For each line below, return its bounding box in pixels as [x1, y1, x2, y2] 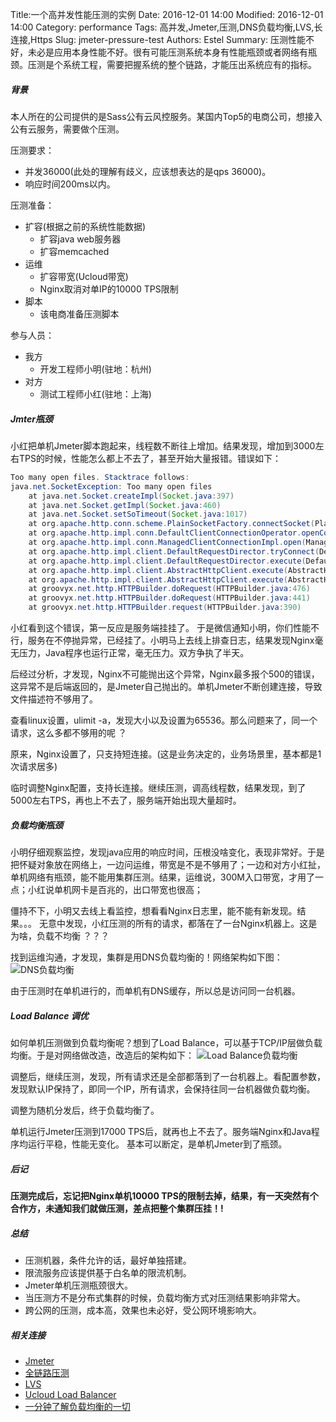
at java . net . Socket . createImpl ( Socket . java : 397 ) [28, 491, 235, 501]
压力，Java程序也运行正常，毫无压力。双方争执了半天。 [18, 647, 250, 659]
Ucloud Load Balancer [24, 1388, 117, 1400]
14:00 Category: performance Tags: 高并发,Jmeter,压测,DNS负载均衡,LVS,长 [10, 21, 323, 33]
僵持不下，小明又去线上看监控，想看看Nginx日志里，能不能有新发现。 [10, 905, 298, 917]
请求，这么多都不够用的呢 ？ [10, 727, 127, 739]
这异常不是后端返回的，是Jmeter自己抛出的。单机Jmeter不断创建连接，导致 [10, 681, 323, 693]
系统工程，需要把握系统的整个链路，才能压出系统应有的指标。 [62, 59, 317, 70]
